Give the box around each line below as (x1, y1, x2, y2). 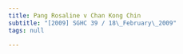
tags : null (8, 26, 45, 34)
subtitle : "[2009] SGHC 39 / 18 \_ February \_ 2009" (8, 19, 177, 27)
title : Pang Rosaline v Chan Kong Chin (8, 11, 141, 20)
